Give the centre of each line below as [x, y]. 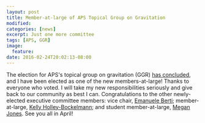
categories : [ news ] [31, 29]
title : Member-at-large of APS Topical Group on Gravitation [86, 18]
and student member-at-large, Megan [142, 107]
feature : [23, 52]
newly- [182, 94]
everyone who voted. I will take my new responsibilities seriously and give [99, 87]
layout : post [23, 12]
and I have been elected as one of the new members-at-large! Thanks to [98, 81]
